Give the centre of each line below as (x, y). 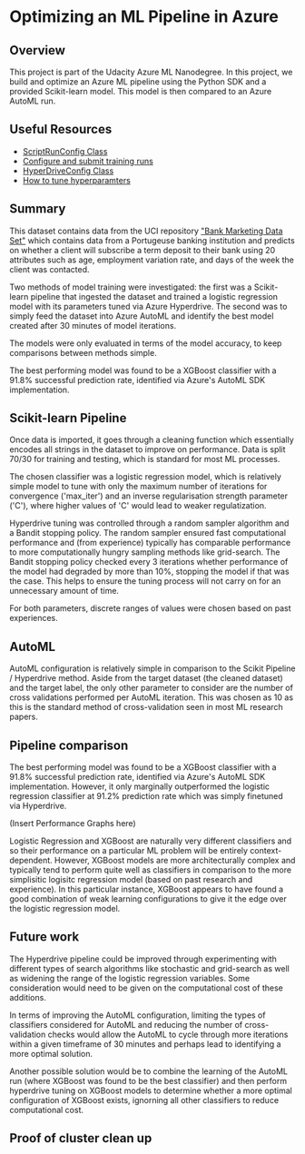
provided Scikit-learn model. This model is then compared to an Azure (141, 91)
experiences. (34, 618)
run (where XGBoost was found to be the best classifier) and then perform (148, 1080)
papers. (24, 717)
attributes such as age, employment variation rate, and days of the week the (152, 260)
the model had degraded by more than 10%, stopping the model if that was (149, 572)
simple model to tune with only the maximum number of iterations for (138, 487)
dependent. (31, 861)
